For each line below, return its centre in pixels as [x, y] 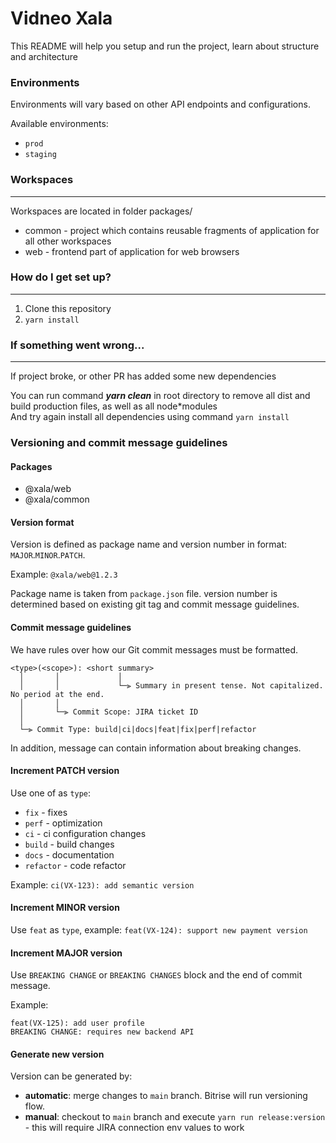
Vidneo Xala [61, 18]
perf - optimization [63, 823]
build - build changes [69, 844]
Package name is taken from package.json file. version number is [144, 594]
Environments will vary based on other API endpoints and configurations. [160, 104]
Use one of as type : [51, 793]
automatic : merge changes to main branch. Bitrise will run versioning [166, 1096]
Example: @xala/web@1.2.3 [64, 574]
